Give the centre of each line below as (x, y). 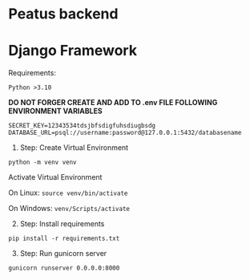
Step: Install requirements (62, 224)
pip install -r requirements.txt (64, 239)
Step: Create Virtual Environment (74, 148)
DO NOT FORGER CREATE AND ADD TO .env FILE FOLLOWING (113, 103)
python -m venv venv (43, 162)
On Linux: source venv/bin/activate (68, 193)
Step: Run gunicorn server (63, 254)
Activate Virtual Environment (55, 177)
